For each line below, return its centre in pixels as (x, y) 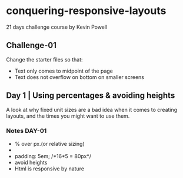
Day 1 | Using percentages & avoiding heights (91, 96)
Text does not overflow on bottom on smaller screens (79, 77)
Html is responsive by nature (49, 169)
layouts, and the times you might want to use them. (68, 116)
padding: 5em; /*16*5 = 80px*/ (53, 156)
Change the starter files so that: (44, 59)
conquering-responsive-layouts (86, 11)
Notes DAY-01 (26, 131)
